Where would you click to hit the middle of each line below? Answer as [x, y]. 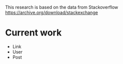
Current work [33, 33]
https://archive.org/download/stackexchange [52, 12]
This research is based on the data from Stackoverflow [62, 7]
